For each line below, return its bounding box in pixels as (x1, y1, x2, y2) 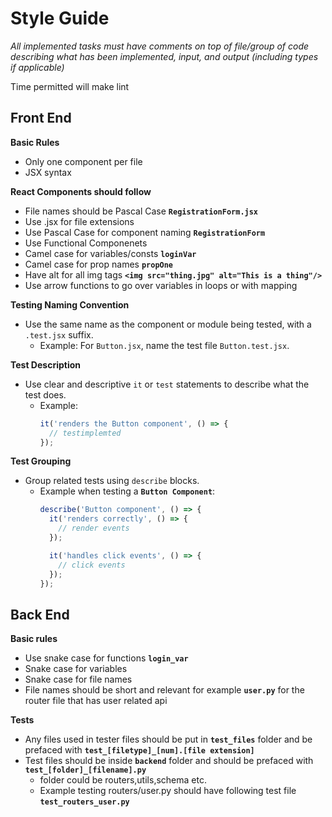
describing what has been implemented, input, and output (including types (10, 50, 319, 62)
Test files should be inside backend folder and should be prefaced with (24, 755, 314, 767)
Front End (10, 110, 72, 127)
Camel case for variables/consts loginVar (24, 247, 197, 259)
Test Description (10, 358, 82, 371)
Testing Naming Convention (10, 298, 130, 311)
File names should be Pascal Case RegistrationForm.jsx (24, 205, 259, 217)
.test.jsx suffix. (24, 328, 94, 341)
